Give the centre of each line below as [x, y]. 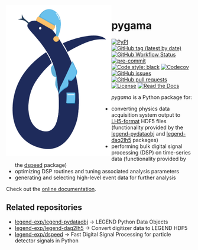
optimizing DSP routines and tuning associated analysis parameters [97, 171]
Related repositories [44, 208]
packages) [145, 140]
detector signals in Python [46, 241]
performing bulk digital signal [147, 146]
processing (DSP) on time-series [151, 152]
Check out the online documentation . [51, 189]
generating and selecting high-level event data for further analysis [95, 177]
